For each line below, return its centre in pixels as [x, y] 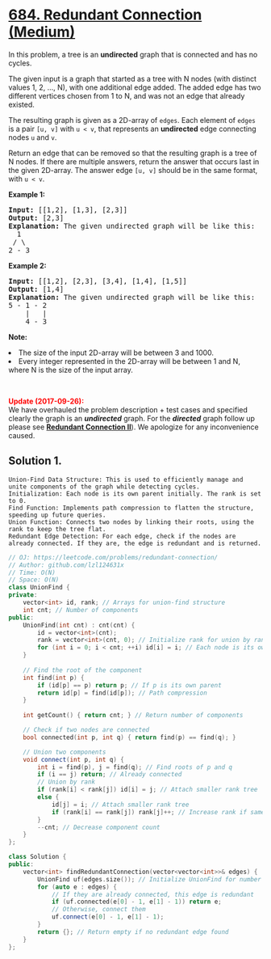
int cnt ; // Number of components [81, 610]
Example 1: [27, 194]
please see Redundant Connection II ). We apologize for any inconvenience [134, 427]
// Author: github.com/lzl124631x [67, 565]
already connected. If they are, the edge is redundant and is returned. [135, 543]
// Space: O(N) [34, 580]
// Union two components [65, 752]
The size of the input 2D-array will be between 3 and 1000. [117, 353]
